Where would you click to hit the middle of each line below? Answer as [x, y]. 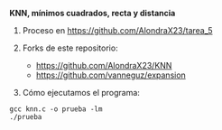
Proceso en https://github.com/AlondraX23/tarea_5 [118, 30]
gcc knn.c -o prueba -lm [56, 109]
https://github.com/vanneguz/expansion [111, 75]
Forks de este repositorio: [70, 48]
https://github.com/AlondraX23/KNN [104, 65]
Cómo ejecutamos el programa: [81, 93]
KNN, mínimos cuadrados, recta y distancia [92, 13]
